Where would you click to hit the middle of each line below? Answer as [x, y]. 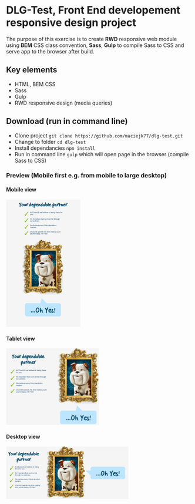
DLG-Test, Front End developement [93, 10]
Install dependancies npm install [55, 148]
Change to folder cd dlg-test [50, 142]
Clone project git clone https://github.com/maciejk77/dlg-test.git [99, 135]
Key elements [32, 70]
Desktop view [23, 436]
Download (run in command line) [67, 121]
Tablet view [21, 338]
